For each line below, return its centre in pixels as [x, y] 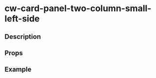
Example [18, 70]
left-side [22, 19]
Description [23, 37]
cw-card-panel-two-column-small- [78, 8]
